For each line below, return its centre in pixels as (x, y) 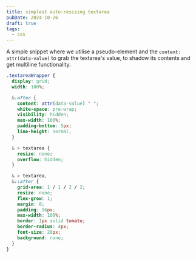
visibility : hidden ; (43, 115)
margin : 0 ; (31, 204)
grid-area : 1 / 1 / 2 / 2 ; (51, 187)
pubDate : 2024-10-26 (32, 18)
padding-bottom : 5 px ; (44, 126)
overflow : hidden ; (40, 159)
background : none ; (40, 238)
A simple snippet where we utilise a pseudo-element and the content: (93, 51)
